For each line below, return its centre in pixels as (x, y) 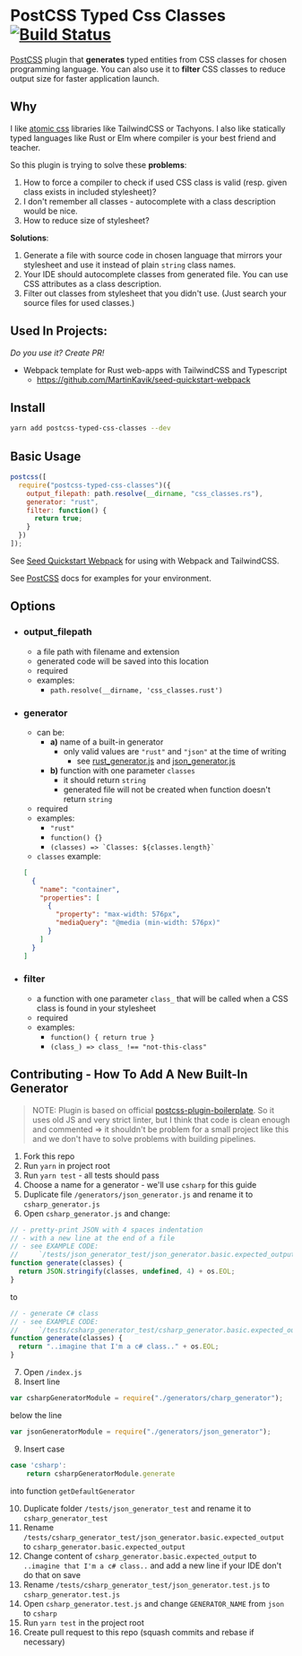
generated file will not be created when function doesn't (167, 789)
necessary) (44, 1642)
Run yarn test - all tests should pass (91, 1175)
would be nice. (51, 211)
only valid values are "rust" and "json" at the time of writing (175, 751)
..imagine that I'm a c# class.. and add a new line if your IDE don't (152, 1565)
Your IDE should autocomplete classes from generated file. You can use (155, 274)
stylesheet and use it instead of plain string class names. (129, 265)
